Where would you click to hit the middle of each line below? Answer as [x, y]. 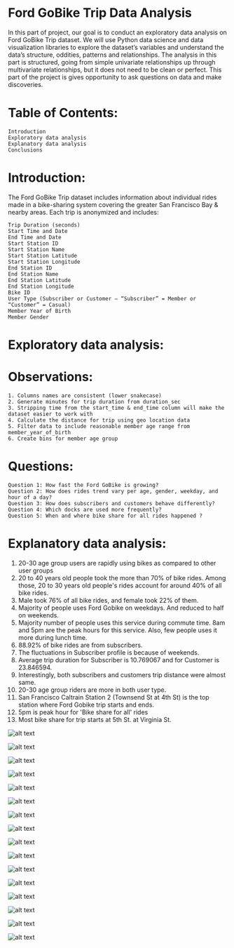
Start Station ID [33, 243]
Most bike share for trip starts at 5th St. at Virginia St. [95, 719]
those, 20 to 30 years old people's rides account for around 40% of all [120, 585]
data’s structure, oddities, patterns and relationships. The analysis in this [112, 55]
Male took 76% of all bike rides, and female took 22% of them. [108, 600]
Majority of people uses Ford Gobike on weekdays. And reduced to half [121, 608]
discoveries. [26, 84]
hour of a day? [30, 497]
